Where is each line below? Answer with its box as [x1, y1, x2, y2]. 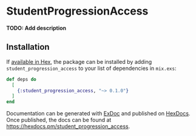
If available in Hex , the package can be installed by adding [6, 58, 152, 65]
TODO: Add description [6, 24, 67, 32]
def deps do [6, 76, 36, 83]
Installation [6, 42, 50, 52]
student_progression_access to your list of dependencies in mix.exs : [6, 64, 177, 72]
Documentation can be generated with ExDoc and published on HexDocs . [6, 110, 191, 117]
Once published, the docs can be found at [6, 117, 112, 124]
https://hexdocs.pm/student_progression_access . [6, 123, 130, 130]
